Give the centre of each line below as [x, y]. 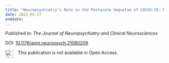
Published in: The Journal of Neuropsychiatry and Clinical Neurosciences [81, 33]
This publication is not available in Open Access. [68, 52]
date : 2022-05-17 [23, 14]
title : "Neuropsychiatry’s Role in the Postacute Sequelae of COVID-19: [83, 10]
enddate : [14, 19]
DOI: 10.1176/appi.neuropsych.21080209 [47, 43]
